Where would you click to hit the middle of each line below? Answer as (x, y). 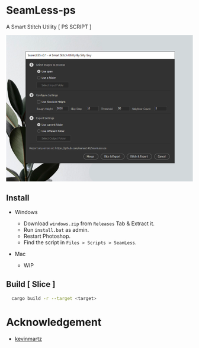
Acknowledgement (54, 322)
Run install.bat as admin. (56, 230)
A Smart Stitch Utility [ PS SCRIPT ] (49, 27)
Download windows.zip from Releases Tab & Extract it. (89, 224)
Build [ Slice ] (31, 284)
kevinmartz (28, 339)
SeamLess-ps (41, 10)
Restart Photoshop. (47, 236)
